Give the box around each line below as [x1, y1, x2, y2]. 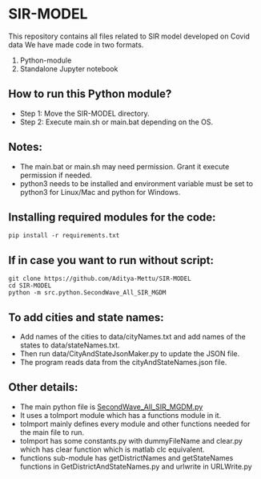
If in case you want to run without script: [8, 254, 215, 267]
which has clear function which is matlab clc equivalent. [19, 444, 206, 454]
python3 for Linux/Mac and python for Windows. [19, 187, 181, 197]
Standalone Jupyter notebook [19, 63, 118, 73]
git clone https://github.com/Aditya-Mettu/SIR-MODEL [8, 274, 192, 283]
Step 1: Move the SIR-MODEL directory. [19, 108, 150, 118]
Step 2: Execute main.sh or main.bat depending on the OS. [19, 117, 214, 127]
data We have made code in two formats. [8, 39, 144, 49]
